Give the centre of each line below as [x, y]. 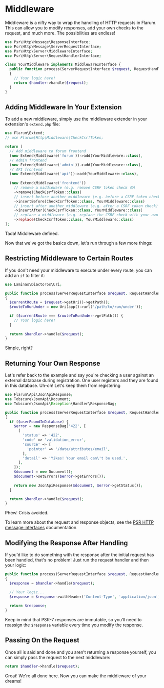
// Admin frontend [28, 160]
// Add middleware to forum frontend [48, 151]
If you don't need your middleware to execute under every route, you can [79, 270]
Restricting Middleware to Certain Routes [69, 258]
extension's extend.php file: [32, 124]
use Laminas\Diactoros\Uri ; [34, 284]
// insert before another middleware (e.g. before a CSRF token [81, 197]
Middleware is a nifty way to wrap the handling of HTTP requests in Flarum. [81, 23]
